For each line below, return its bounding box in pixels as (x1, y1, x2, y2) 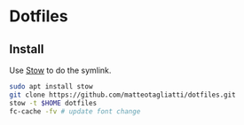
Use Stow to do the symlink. (9, 65, 112, 75)
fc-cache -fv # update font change (9, 106, 141, 116)
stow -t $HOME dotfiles (9, 98, 98, 107)
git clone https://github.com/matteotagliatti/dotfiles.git (9, 90, 237, 99)
